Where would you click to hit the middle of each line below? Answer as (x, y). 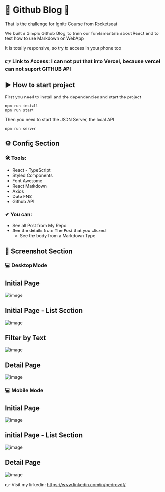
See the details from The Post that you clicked (59, 230)
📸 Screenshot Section (39, 251)
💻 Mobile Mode (24, 390)
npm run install (22, 106)
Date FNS (22, 197)
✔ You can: (18, 215)
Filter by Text (26, 338)
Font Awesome (27, 181)
